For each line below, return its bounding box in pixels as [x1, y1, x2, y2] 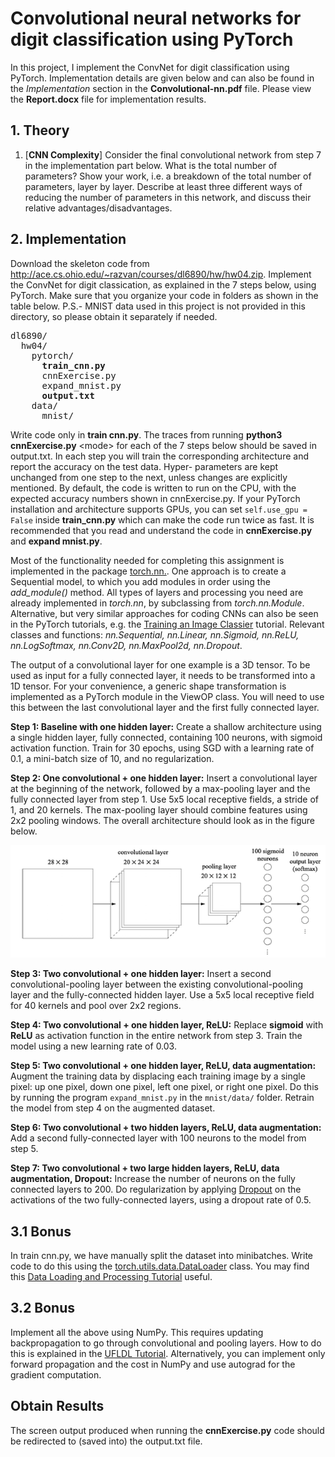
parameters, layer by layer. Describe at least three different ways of [24, 180, 303, 192]
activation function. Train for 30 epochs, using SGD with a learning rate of [10, 742, 315, 754]
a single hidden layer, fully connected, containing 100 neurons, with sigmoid [10, 731, 323, 743]
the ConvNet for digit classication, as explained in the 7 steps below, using [10, 278, 317, 291]
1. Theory [10, 122, 70, 139]
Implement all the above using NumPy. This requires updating [10, 1326, 264, 1338]
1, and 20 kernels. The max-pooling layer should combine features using [10, 803, 308, 816]
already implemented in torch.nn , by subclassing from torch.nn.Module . [10, 597, 305, 609]
